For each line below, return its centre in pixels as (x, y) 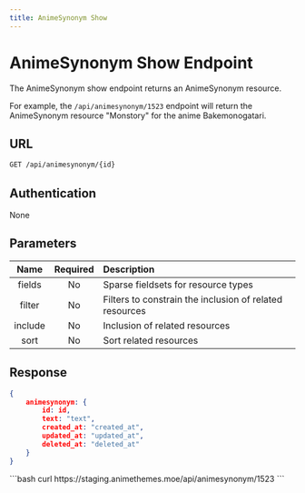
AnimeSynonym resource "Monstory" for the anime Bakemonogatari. (138, 116)
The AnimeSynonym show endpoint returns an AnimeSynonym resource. (146, 88)
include (30, 326)
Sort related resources (151, 340)
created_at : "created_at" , (93, 428)
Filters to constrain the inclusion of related (193, 299)
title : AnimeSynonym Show (58, 18)
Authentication (53, 193)
